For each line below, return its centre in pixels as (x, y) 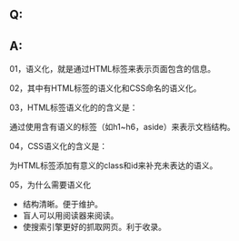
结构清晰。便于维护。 (62, 205)
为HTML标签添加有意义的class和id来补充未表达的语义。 (114, 166)
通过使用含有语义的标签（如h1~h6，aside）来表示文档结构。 (123, 127)
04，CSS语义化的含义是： (59, 146)
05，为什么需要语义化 (50, 185)
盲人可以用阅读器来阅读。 (70, 216)
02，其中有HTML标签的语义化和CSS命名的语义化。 (105, 88)
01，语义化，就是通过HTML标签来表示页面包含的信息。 (113, 69)
